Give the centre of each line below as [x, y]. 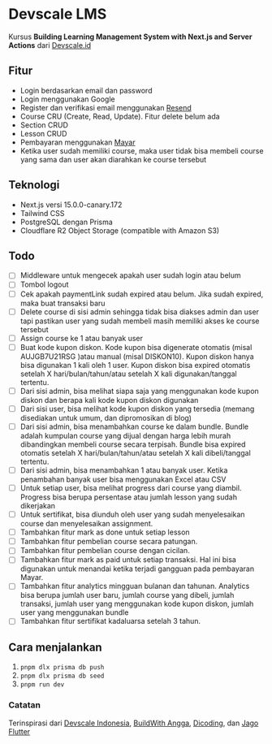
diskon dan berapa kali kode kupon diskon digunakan [109, 400]
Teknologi [34, 185]
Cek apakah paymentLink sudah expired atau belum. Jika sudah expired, [142, 294]
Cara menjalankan [56, 647]
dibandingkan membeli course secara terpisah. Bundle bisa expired [133, 444]
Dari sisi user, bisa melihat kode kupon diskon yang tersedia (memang [137, 409]
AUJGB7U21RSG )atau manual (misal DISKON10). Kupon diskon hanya [137, 356]
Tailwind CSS [42, 213]
